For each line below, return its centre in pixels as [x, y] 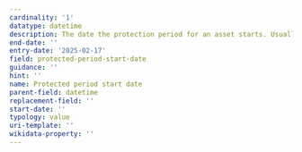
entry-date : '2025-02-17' [58, 51]
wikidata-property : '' [52, 134]
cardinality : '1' [42, 17]
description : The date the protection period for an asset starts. [138, 34]
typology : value [40, 117]
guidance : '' [34, 68]
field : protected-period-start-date [78, 59]
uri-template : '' [42, 126]
